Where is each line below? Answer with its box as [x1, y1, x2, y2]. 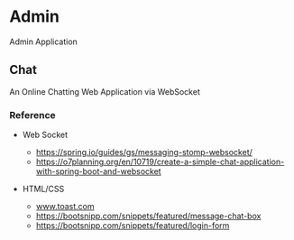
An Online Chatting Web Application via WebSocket [9, 86, 200, 97]
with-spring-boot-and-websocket [35, 166, 161, 177]
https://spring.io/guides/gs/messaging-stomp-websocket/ [35, 147, 253, 158]
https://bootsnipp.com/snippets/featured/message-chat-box [35, 210, 262, 222]
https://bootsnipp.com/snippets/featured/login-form [35, 220, 230, 231]
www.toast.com [35, 201, 95, 212]
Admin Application [9, 36, 78, 47]
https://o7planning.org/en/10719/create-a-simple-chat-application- [35, 156, 285, 168]
